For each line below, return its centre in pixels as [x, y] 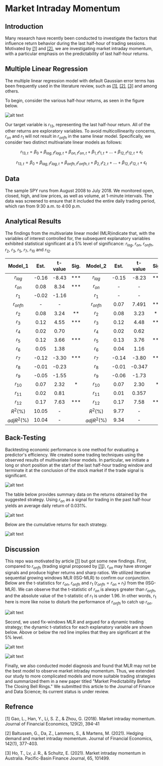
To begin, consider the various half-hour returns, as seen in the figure [75, 100]
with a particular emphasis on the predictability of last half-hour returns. [77, 54]
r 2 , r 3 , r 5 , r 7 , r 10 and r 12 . [28, 250]
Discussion [22, 549]
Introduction [24, 27]
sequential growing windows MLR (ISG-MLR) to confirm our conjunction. [78, 578]
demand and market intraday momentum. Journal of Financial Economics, [79, 738]
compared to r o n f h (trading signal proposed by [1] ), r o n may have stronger [78, 567]
